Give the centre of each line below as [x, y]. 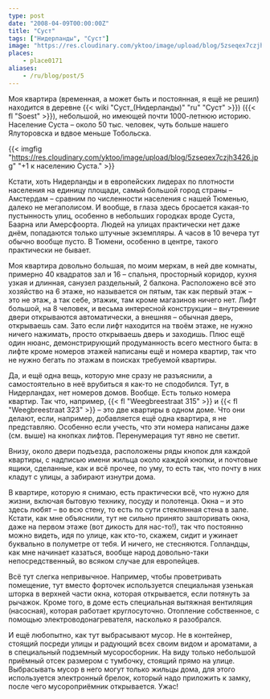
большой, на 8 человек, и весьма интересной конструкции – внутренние [134, 308]
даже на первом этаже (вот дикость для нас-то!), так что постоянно [126, 526]
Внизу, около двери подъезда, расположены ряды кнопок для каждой [129, 451]
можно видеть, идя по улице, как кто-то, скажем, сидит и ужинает [123, 535]
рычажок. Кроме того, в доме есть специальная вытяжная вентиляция [131, 602]
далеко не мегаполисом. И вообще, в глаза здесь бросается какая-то [129, 207]
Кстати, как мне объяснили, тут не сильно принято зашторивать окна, [129, 518]
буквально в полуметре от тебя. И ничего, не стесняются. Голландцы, [129, 543]
